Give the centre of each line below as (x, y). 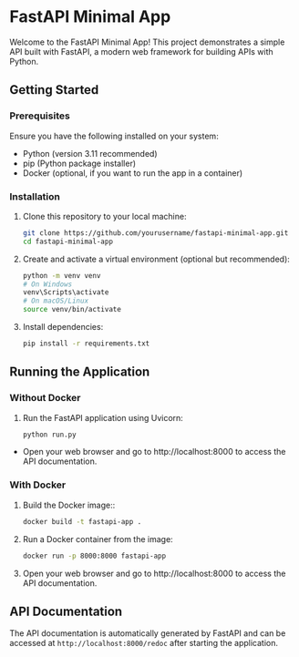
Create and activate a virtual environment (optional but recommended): (156, 259)
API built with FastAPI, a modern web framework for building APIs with (141, 51)
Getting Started (54, 90)
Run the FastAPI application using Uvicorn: (103, 417)
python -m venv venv (62, 275)
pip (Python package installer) (79, 163)
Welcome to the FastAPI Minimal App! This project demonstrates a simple (147, 42)
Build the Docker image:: (69, 505)
